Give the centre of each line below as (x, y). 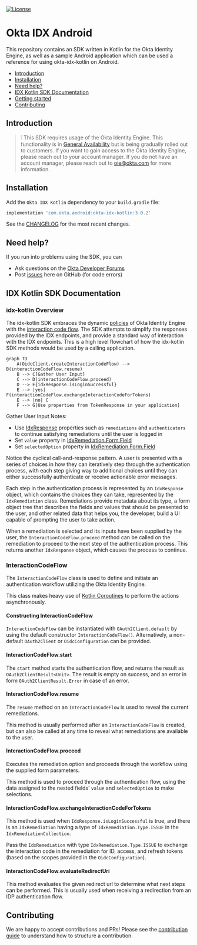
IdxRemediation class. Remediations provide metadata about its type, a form (98, 501)
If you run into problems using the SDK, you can (64, 257)
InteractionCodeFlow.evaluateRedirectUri (58, 871)
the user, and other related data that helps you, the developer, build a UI (93, 513)
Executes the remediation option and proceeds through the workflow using (97, 764)
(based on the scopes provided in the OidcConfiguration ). (76, 858)
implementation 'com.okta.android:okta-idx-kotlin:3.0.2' (79, 213)
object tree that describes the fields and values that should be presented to (97, 507)
